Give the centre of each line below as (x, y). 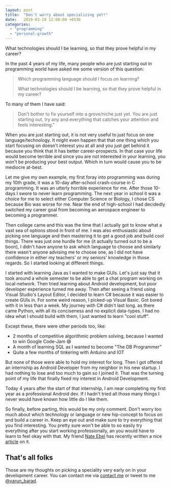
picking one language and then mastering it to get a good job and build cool (85, 236)
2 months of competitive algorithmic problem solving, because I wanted (88, 336)
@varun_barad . (21, 481)
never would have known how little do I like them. (57, 399)
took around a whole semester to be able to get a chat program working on (84, 278)
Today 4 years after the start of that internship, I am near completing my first (85, 388)
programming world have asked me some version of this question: (75, 69)
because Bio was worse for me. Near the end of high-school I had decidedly (85, 204)
